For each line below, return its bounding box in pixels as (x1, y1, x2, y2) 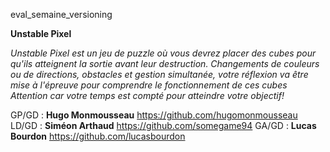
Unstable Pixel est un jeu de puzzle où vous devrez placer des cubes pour (10, 47, 317, 59)
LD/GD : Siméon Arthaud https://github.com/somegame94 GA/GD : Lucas (10, 120, 317, 131)
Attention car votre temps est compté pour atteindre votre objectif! (10, 90, 285, 101)
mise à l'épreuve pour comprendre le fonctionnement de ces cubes (10, 79, 288, 91)
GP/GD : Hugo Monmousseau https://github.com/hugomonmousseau (10, 109, 298, 121)
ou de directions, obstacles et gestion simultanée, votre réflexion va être (10, 69, 309, 80)
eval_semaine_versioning (10, 9, 113, 20)
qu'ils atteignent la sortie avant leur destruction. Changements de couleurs (10, 58, 320, 69)
